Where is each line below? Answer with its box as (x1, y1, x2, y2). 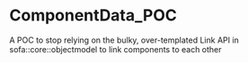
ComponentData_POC (9, 5, 177, 26)
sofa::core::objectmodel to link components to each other (9, 43, 222, 54)
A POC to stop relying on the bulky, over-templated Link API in (9, 35, 240, 45)
